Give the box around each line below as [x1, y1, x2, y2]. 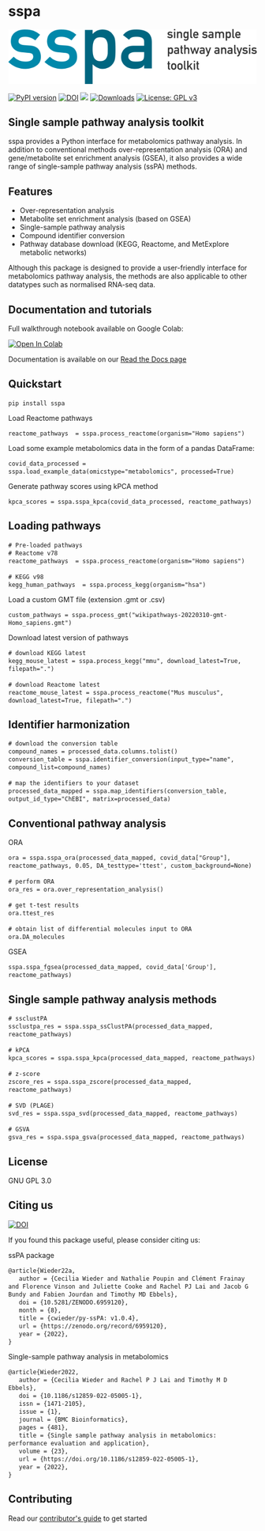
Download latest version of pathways [8, 632, 129, 642]
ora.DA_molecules [8, 933, 65, 942]
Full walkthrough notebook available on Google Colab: [8, 324, 184, 334]
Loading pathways [8, 519, 101, 532]
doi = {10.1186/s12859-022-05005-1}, [18, 1392, 144, 1400]
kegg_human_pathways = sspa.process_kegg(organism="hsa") [8, 581, 207, 589]
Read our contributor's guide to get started [8, 1514, 147, 1523]
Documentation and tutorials [8, 303, 152, 316]
